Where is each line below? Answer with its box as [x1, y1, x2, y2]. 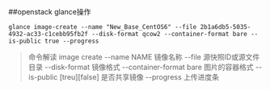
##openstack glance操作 [8, 7, 91, 16]
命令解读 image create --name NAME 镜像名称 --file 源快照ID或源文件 [27, 52, 260, 62]
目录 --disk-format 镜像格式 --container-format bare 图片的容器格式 [27, 63, 254, 72]
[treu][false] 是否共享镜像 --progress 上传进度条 [59, 72, 220, 82]
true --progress [44, 37, 99, 45]
